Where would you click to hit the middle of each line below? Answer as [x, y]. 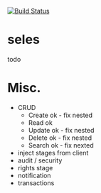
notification [34, 175]
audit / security [40, 160]
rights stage [35, 167]
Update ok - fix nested [61, 130]
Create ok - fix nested [60, 115]
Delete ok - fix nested [60, 138]
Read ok [41, 122]
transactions [36, 183]
